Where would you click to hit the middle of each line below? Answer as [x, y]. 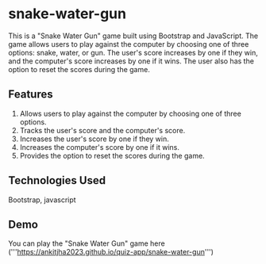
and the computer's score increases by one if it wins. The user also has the [131, 61]
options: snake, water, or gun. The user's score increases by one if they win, [133, 52]
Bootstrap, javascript [42, 200]
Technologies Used [57, 180]
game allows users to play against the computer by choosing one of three [129, 44]
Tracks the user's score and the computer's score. [102, 130]
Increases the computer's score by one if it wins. [100, 147]
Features [31, 95]
